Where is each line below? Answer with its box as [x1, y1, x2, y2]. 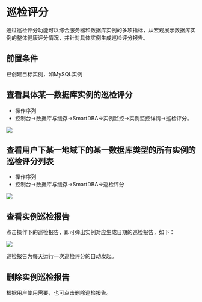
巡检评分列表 [6, 156, 54, 166]
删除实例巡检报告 [6, 272, 70, 282]
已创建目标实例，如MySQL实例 [6, 70, 83, 78]
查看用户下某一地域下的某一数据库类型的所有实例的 [6, 145, 196, 155]
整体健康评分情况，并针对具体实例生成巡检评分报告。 [16, 34, 148, 41]
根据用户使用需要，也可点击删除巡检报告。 [6, 289, 112, 296]
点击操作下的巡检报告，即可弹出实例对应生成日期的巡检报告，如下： [6, 229, 175, 236]
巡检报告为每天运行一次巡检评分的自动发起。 [6, 253, 117, 260]
